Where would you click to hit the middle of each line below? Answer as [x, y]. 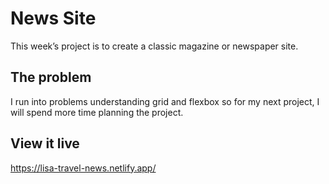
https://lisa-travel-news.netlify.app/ [83, 168]
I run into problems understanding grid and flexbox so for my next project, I [165, 101]
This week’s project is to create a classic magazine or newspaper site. [154, 46]
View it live [45, 143]
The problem [51, 77]
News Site [53, 18]
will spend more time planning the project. [97, 112]
